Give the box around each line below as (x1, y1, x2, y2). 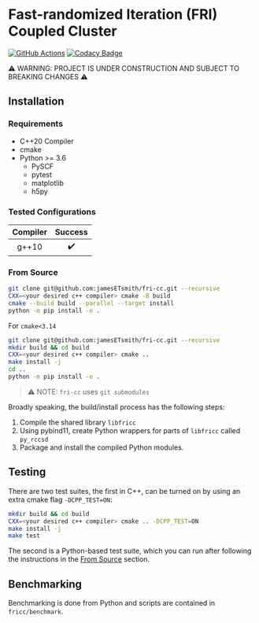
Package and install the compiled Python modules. (19, 443, 184, 452)
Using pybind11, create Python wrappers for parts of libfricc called (19, 425, 241, 435)
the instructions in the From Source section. (8, 554, 150, 564)
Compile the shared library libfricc (19, 417, 136, 427)
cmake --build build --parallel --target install (8, 299, 175, 307)
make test (8, 532, 41, 540)
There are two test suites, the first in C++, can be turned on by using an (8, 486, 241, 495)
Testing (8, 465, 46, 479)
